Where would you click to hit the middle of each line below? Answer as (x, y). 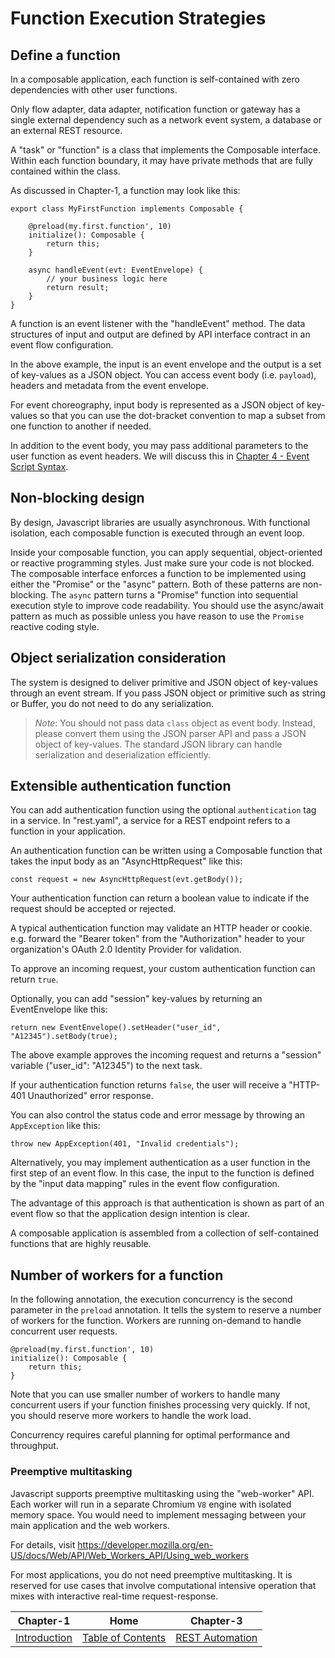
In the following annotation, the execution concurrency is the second (151, 1299)
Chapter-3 (216, 1620)
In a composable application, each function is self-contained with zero (155, 79)
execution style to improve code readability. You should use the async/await (167, 605)
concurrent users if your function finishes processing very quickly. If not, (160, 1405)
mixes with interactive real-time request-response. (114, 1596)
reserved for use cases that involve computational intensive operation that (163, 1585)
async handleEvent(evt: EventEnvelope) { (115, 270)
